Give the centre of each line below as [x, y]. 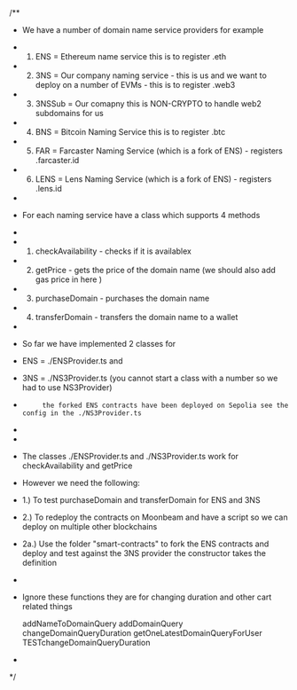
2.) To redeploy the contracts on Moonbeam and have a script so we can [155, 517]
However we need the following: [81, 483]
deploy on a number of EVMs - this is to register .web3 [135, 85]
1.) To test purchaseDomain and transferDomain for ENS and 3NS [141, 500]
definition [39, 563]
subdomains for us [69, 113]
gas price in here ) [69, 279]
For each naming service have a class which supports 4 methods [141, 215]
